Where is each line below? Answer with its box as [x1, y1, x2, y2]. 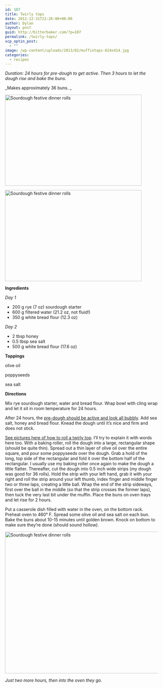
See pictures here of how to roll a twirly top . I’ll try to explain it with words [5, 435, 152, 441]
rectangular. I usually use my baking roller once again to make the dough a [5, 461, 154, 467]
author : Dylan [5, 20, 34, 26]
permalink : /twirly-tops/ [5, 35, 57, 39]
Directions [5, 391, 27, 397]
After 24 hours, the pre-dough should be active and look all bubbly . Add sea [5, 415, 157, 421]
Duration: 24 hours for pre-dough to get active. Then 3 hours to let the [5, 70, 146, 76]
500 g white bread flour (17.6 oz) [12, 344, 77, 350]
